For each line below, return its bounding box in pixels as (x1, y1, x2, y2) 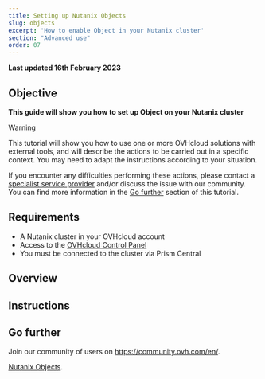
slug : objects (8, 19, 56, 27)
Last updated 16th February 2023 (8, 63, 121, 72)
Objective (8, 86, 58, 100)
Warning (8, 123, 36, 132)
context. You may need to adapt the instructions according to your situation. (8, 154, 258, 164)
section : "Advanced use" (8, 33, 91, 42)
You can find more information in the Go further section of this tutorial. (8, 187, 239, 197)
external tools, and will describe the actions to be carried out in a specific (8, 147, 249, 156)
